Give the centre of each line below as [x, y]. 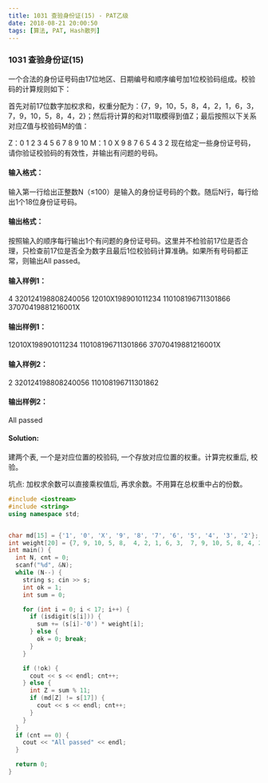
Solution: [24, 438]
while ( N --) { [39, 573]
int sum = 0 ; [44, 595]
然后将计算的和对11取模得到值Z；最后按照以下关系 [175, 116]
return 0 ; [32, 765]
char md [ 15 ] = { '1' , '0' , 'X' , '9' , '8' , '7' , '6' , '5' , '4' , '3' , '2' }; [134, 535]
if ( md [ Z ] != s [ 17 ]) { [67, 698]
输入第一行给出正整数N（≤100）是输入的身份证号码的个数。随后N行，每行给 [134, 192]
